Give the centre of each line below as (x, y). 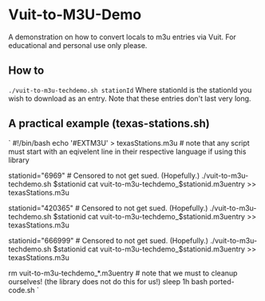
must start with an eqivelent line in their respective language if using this (127, 151)
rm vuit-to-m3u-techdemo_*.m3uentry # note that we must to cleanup (123, 273)
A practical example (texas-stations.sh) (109, 124)
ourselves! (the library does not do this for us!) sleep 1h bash (108, 281)
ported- (221, 281)
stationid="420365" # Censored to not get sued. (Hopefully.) (108, 208)
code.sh (22, 290)
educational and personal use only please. (78, 45)
